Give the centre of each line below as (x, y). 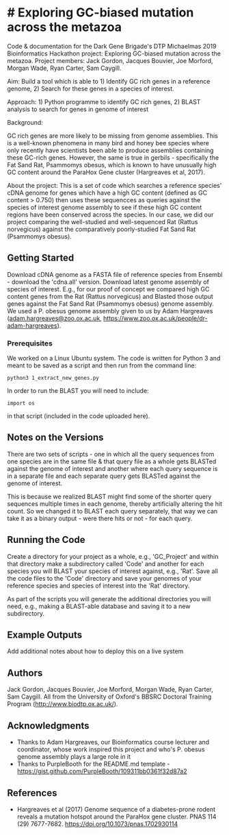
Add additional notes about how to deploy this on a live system (95, 651)
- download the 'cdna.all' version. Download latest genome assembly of (108, 282)
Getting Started (41, 258)
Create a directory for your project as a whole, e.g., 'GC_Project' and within (113, 556)
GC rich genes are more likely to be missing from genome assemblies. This (113, 136)
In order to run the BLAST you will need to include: (78, 391)
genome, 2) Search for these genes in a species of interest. (91, 88)
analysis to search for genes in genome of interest (78, 109)
